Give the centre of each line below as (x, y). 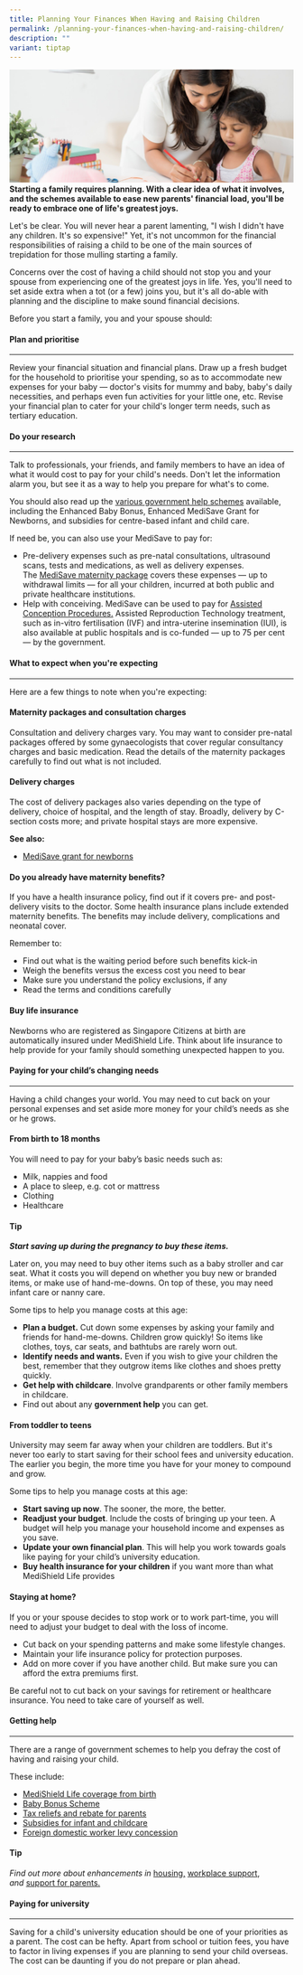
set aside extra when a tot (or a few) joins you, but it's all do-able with (139, 292)
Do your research (42, 436)
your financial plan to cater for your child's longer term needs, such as (140, 406)
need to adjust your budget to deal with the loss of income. (119, 1626)
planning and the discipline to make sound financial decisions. (125, 301)
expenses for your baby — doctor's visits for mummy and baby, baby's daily (151, 387)
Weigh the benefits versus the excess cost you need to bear (134, 971)
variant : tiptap (40, 48)
